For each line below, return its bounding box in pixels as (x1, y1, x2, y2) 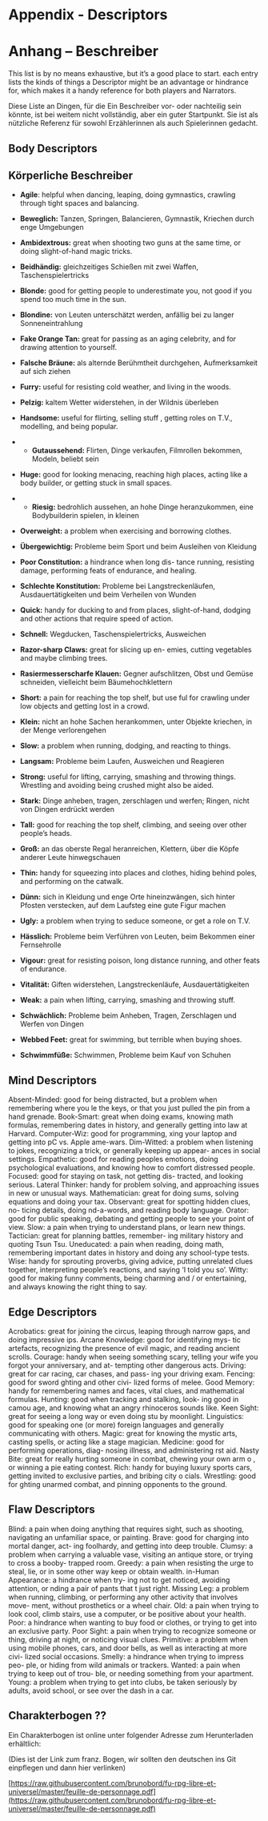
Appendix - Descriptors (8, 6, 168, 24)
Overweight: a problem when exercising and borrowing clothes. (19, 526, 232, 536)
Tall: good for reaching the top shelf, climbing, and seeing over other (19, 820, 247, 830)
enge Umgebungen (19, 223, 84, 232)
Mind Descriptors (8, 1073, 98, 1087)
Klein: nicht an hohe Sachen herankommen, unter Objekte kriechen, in (19, 717, 253, 726)
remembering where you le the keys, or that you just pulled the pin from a (8, 1103, 250, 1113)
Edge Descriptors (8, 1305, 98, 1319)
